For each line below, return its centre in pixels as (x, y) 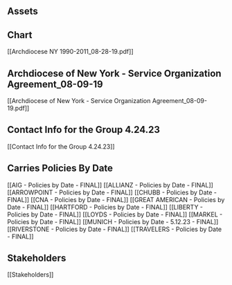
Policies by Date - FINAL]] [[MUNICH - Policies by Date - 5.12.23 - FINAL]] (113, 221)
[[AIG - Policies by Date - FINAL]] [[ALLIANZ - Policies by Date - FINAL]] (110, 185)
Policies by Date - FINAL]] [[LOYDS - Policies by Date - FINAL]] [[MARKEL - (115, 214)
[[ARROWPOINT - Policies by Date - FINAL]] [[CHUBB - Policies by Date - (112, 192)
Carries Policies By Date (60, 168)
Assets (23, 11)
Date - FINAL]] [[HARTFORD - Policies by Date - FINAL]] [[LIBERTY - (105, 207)
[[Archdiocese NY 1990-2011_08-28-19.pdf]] (70, 52)
